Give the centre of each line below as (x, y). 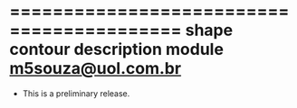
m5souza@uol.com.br (96, 69)
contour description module (117, 49)
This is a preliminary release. (76, 93)
